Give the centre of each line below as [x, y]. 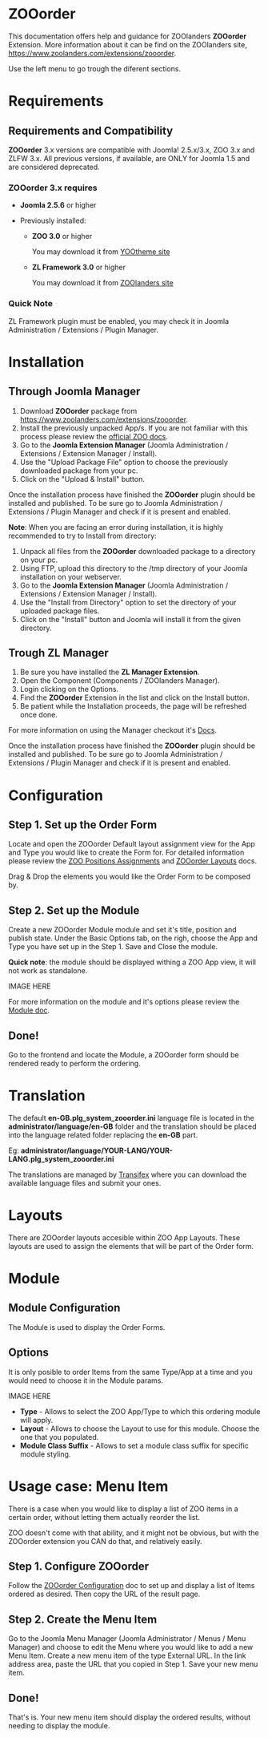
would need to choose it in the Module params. [86, 1380]
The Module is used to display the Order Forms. [87, 1327]
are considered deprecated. [54, 167]
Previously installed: [53, 220]
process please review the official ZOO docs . [94, 436]
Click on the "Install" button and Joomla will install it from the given [130, 619]
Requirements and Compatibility [91, 130]
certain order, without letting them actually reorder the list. [104, 1517]
